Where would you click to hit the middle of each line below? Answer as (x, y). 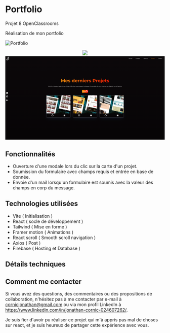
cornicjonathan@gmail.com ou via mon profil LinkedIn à (63, 305)
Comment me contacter (44, 281)
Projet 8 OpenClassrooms (32, 23)
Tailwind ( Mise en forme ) (40, 226)
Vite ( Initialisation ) (33, 216)
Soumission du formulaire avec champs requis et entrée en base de (83, 172)
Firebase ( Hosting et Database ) (47, 248)
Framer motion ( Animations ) (43, 232)
